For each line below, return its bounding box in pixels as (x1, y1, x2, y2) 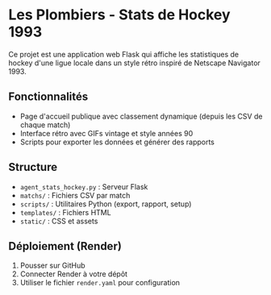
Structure (8, 160, 58, 174)
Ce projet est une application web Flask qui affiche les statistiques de (8, 49, 240, 59)
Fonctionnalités (8, 90, 89, 104)
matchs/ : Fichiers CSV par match (19, 190, 131, 200)
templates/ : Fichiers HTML (19, 207, 111, 217)
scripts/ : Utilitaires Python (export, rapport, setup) (19, 199, 192, 209)
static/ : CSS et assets (19, 216, 98, 226)
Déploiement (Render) (8, 239, 123, 253)
